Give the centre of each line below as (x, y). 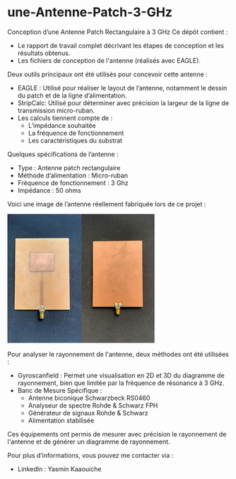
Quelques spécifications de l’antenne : (63, 154)
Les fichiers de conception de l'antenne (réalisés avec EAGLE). (109, 60)
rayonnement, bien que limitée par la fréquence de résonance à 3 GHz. (121, 383)
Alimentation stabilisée (61, 420)
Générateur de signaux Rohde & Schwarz (88, 413)
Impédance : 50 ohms (49, 190)
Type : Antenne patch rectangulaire (69, 167)
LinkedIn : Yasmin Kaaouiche (59, 469)
